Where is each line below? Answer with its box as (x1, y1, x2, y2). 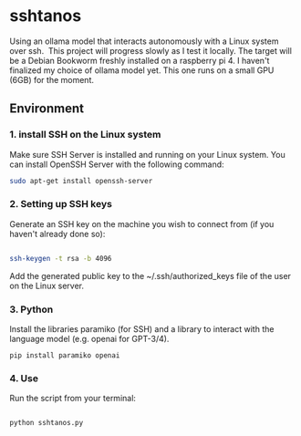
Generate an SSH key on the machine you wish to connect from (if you (9, 218, 275, 229)
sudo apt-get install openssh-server (9, 176, 153, 185)
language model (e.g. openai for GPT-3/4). (9, 333, 170, 344)
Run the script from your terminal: (9, 393, 137, 404)
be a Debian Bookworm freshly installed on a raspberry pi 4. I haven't (9, 55, 270, 66)
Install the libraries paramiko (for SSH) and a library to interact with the (9, 323, 275, 334)
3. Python (9, 303, 54, 316)
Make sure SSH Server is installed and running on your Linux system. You (9, 149, 285, 160)
